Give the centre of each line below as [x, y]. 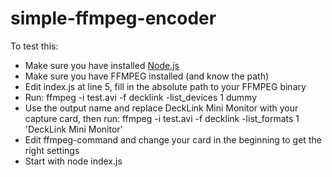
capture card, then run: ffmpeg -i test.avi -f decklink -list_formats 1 [162, 118]
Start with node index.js [73, 161]
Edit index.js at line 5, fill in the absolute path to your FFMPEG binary [165, 86]
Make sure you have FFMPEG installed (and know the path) [147, 76]
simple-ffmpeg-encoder [113, 18]
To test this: [34, 46]
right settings [52, 150]
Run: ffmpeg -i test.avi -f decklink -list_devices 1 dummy [140, 97]
